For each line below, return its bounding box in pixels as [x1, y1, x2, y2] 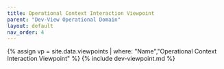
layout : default [7, 22, 53, 29]
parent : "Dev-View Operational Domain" [7, 16, 121, 23]
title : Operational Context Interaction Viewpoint [7, 9, 155, 17]
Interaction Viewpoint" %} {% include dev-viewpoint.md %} [7, 55, 176, 63]
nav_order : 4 [7, 28, 45, 36]
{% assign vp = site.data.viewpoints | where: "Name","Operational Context [7, 47, 217, 55]
